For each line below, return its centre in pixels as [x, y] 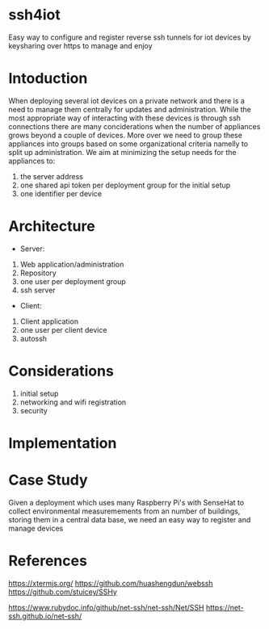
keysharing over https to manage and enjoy [80, 45]
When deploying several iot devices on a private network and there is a [126, 101]
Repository [38, 273]
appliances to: [32, 161]
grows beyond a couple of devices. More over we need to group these [125, 135]
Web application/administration [72, 264]
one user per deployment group [73, 281]
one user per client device [63, 329]
